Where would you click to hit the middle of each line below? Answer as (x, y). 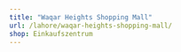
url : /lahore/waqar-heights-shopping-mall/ (91, 26)
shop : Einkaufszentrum (51, 33)
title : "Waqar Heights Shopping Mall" (81, 17)
